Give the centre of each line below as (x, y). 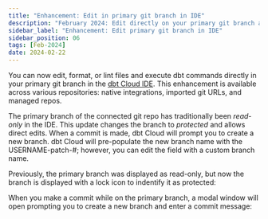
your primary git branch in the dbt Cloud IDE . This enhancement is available (132, 84)
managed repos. (35, 101)
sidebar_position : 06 (44, 38)
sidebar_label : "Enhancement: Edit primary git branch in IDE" (116, 30)
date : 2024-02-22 (37, 53)
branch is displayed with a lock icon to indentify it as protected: (112, 182)
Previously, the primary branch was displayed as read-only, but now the (126, 174)
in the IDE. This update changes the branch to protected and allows (134, 125)
